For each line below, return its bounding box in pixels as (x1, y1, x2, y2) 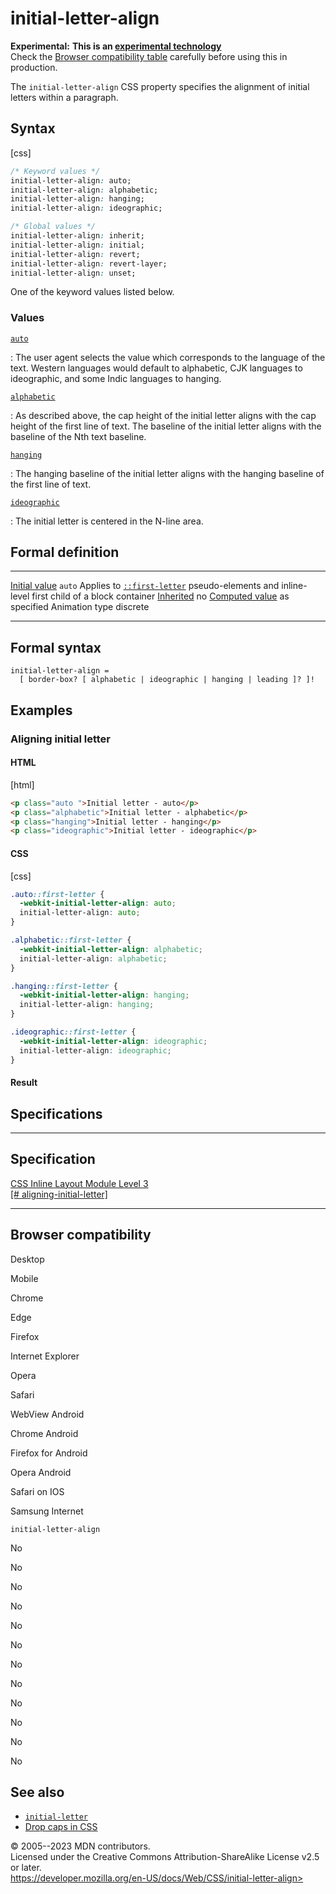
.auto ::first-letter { (10, 889, 105, 899)
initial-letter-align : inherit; (10, 231, 145, 241)
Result (10, 1077, 38, 1089)
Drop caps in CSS (24, 1821, 98, 1833)
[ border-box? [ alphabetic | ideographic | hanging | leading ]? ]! (19, 675, 315, 685)
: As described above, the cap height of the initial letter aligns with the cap (10, 409, 317, 421)
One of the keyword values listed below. (10, 286, 175, 298)
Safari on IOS (10, 1485, 65, 1497)
